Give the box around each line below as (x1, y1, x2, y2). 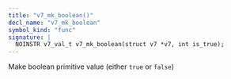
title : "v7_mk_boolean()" (8, 11, 93, 20)
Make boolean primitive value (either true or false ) (8, 62, 175, 71)
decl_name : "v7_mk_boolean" (8, 19, 101, 27)
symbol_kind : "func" (8, 26, 77, 34)
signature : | (8, 33, 51, 41)
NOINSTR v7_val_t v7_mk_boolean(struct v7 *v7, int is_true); (15, 41, 225, 48)
